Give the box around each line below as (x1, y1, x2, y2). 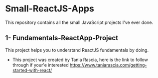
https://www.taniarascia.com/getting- (69, 62, 147, 68)
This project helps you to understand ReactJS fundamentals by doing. (5, 47, 149, 53)
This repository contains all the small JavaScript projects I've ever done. (5, 19, 154, 25)
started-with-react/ (12, 67, 52, 73)
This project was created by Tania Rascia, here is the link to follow (12, 57, 148, 63)
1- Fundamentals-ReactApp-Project (5, 34, 119, 42)
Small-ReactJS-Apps (5, 3, 95, 14)
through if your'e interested (12, 62, 69, 68)
